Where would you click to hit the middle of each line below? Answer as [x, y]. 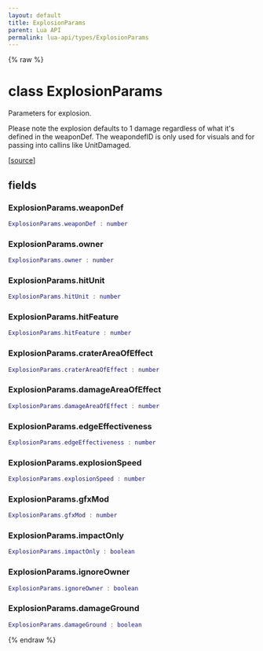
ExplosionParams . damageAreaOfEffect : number [84, 406]
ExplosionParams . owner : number [61, 260]
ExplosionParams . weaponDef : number [68, 224]
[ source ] [22, 160]
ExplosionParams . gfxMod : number [63, 516]
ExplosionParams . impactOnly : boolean [71, 552]
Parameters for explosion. [50, 113]
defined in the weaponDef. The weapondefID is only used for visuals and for [131, 137]
